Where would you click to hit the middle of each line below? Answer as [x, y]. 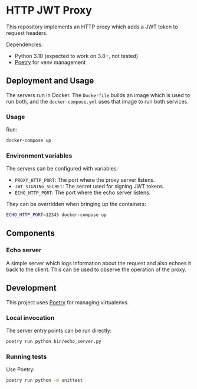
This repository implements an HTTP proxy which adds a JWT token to [92, 27]
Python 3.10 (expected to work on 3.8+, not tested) [76, 56]
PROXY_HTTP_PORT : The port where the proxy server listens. [85, 180]
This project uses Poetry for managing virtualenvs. [68, 302]
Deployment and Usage [50, 81]
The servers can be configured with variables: [62, 169]
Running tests [27, 356]
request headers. [27, 33]
